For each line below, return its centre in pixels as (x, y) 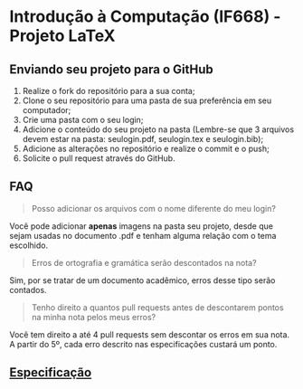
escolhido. (29, 245)
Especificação (51, 373)
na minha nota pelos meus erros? (94, 317)
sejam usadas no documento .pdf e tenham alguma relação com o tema (143, 235)
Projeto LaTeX (62, 36)
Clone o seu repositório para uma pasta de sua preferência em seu (147, 100)
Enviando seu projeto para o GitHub (112, 69)
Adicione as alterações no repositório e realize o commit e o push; (146, 148)
